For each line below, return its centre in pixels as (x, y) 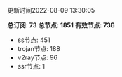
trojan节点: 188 (39, 49)
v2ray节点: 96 (38, 57)
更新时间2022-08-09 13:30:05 (51, 10)
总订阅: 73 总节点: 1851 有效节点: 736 (61, 25)
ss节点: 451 (34, 40)
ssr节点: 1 (31, 66)
